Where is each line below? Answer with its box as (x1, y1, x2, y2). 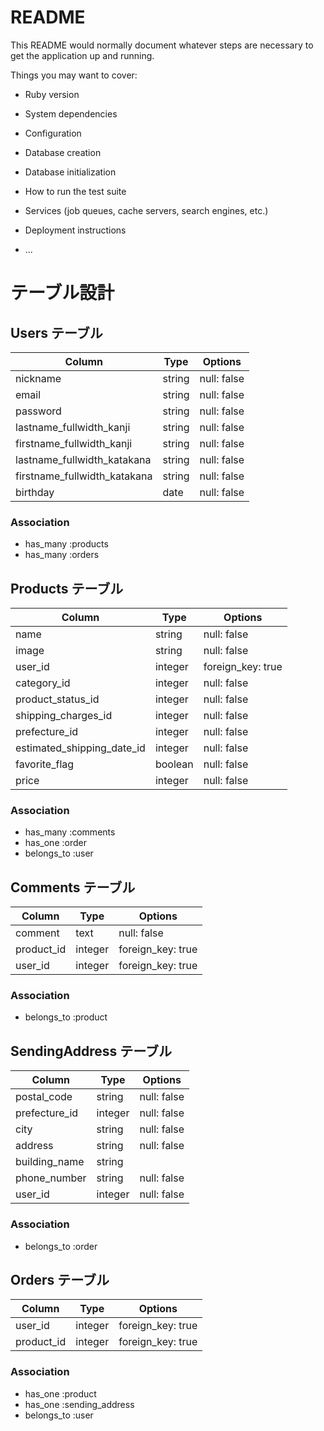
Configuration (24, 127, 82, 139)
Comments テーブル (10, 879, 136, 896)
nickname (15, 371, 62, 385)
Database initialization (24, 166, 117, 178)
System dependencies (24, 107, 118, 120)
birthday (15, 485, 55, 499)
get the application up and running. (10, 49, 155, 61)
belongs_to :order (24, 1240, 98, 1252)
